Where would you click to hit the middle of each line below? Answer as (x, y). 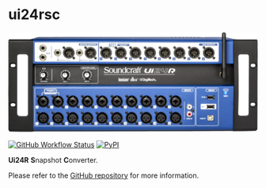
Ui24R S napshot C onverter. (53, 159)
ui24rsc (34, 15)
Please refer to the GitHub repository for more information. (104, 175)
